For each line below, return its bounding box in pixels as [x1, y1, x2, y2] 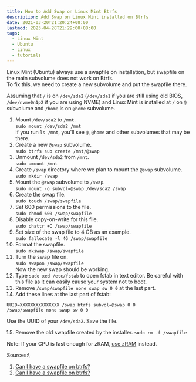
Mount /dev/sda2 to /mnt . [15, 116, 76, 123]
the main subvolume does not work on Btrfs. [6, 75, 114, 82]
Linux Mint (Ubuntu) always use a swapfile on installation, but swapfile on [6, 68, 185, 75]
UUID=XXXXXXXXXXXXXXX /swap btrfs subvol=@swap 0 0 [6, 302, 136, 308]
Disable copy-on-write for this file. [15, 215, 99, 223]
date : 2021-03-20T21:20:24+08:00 [6, 19, 89, 25]
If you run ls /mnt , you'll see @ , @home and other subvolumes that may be [15, 129, 190, 136]
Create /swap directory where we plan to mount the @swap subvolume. [15, 165, 183, 173]
